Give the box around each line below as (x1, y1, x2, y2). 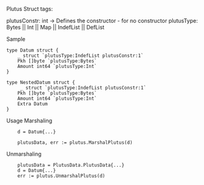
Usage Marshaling (6, 117, 53, 124)
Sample (6, 36, 26, 42)
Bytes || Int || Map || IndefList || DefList (6, 24, 105, 31)
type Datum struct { (6, 47, 59, 53)
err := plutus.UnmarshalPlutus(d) (17, 173, 105, 179)
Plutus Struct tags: (6, 6, 53, 12)
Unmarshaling (6, 150, 42, 157)
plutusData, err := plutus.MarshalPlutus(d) (17, 140, 133, 146)
